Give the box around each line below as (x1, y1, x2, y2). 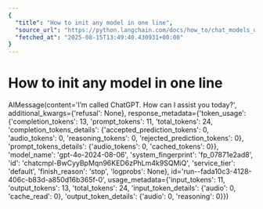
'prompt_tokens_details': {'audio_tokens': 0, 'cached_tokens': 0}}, (8, 142, 219, 151)
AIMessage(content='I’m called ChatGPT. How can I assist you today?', (8, 100, 237, 110)
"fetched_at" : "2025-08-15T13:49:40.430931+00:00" (15, 33, 184, 41)
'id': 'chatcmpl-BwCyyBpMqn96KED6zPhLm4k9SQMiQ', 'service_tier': (8, 158, 236, 168)
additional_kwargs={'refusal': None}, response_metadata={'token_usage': (8, 109, 247, 118)
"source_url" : (15, 26, 61, 34)
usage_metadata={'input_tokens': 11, (107, 175, 225, 185)
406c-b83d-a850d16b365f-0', (8, 175, 106, 185)
